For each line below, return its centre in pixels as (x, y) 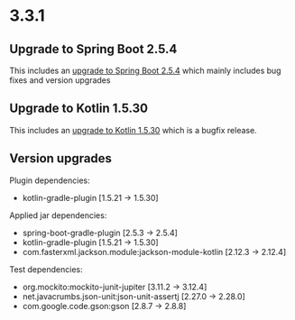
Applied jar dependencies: (58, 215)
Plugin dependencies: (50, 180)
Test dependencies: (46, 269)
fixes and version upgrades (60, 80)
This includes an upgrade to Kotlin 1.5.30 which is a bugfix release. (133, 130)
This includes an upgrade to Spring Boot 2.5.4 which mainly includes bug (145, 70)
